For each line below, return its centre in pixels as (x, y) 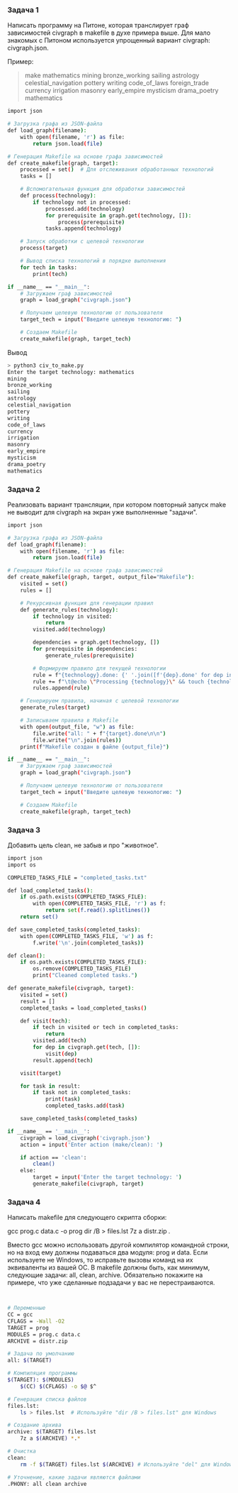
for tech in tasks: (49, 268)
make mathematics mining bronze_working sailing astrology (112, 75)
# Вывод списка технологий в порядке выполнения (93, 261)
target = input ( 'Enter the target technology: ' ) (107, 1177)
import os (22, 865)
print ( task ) (63, 1099)
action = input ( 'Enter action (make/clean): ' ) (91, 1145)
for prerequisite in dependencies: (85, 649)
